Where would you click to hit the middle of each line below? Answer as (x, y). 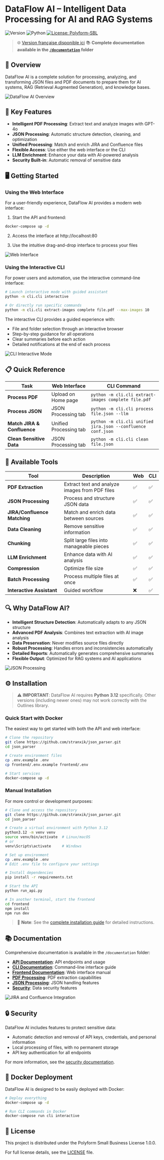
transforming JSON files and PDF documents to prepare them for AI (73, 82)
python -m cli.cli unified (122, 421)
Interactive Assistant (32, 590)
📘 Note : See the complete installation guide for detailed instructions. (86, 922)
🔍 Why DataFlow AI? (37, 608)
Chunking (19, 543)
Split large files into (86, 540)
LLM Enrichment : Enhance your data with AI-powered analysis (75, 155)
